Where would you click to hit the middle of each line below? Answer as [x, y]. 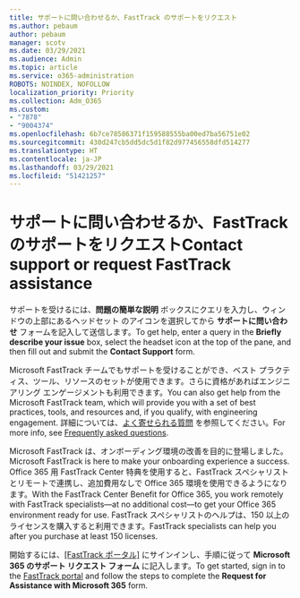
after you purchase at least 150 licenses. [84, 536]
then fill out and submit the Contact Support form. [102, 352]
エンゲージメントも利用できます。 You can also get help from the [161, 393]
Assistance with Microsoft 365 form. [79, 585]
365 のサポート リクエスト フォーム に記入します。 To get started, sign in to [148, 566]
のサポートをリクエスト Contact [126, 245]
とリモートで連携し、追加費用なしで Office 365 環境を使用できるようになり [149, 483]
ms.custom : [30, 109]
